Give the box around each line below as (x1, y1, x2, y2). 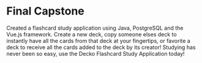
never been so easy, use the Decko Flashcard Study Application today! (6, 50, 185, 57)
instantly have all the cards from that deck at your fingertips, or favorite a (6, 37, 191, 44)
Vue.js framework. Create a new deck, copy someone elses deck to (6, 30, 177, 38)
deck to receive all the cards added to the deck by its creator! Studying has (6, 44, 196, 51)
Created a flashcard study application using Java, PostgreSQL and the (6, 24, 184, 31)
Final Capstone (6, 4, 84, 18)
